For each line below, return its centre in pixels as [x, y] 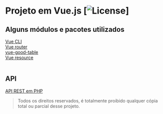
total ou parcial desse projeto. [49, 106]
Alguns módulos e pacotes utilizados [65, 30]
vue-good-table [22, 52]
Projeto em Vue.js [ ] [67, 11]
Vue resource [19, 58]
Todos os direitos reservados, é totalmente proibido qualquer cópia [88, 100]
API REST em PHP [24, 91]
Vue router [16, 47]
